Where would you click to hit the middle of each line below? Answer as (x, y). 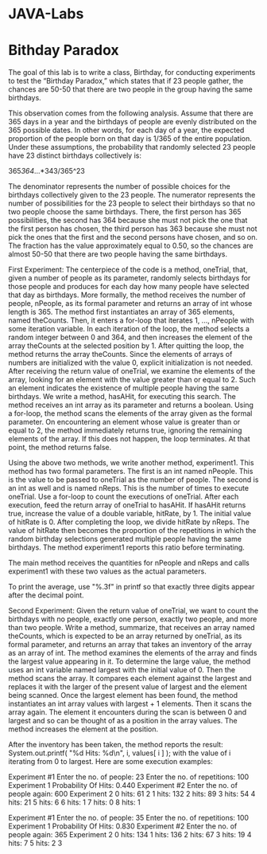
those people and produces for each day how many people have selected (129, 287)
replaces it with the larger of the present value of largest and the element (128, 687)
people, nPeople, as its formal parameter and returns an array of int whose (130, 304)
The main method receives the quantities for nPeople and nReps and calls (129, 563)
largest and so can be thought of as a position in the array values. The (123, 721)
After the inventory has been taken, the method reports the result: (116, 745)
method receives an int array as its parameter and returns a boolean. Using (131, 405)
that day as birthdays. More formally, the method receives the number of (127, 295)
